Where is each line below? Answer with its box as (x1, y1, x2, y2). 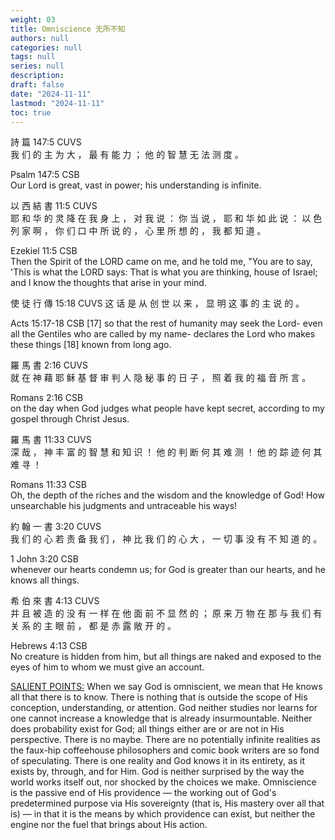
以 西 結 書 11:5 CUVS (10, 200, 98, 212)
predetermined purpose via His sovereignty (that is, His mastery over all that (10, 797, 325, 810)
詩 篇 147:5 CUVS (10, 136, 82, 148)
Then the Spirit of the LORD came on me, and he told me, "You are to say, (10, 256, 313, 268)
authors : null (10, 33, 70, 43)
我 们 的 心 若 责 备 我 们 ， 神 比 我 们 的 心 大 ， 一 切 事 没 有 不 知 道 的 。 (10, 533, 323, 545)
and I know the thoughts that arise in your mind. (10, 277, 207, 289)
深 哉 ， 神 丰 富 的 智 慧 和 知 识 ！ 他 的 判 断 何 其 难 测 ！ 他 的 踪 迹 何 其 (10, 446, 323, 458)
